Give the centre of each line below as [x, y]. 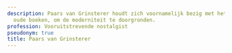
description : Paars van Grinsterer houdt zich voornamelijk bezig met [111, 13]
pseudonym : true [30, 33]
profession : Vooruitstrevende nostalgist [68, 26]
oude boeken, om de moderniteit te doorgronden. [85, 20]
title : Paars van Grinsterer [49, 39]
